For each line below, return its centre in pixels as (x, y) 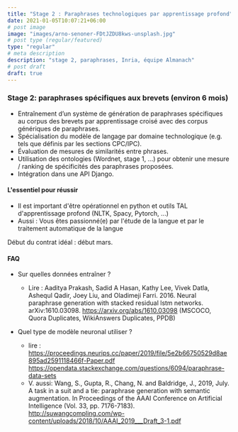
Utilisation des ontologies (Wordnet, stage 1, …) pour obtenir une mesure (124, 159)
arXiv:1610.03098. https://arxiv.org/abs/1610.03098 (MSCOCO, (120, 311)
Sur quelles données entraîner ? (64, 275)
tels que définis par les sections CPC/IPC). (80, 143)
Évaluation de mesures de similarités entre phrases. (93, 151)
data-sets (42, 376)
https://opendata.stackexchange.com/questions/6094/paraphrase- (126, 368)
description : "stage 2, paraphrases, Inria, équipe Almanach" (101, 60)
